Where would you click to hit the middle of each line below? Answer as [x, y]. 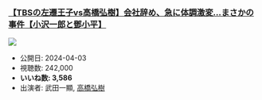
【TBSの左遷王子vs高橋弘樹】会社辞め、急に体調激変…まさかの [131, 12]
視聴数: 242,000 [46, 68]
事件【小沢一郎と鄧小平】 [57, 24]
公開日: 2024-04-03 [53, 58]
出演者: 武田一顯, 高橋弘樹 [62, 88]
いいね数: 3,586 [46, 78]
